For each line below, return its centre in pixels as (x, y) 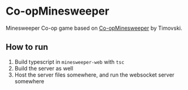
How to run (27, 47)
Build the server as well (44, 68)
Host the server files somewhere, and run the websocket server (94, 75)
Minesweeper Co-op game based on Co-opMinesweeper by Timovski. (94, 28)
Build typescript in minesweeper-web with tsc (69, 61)
